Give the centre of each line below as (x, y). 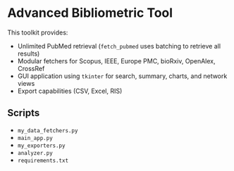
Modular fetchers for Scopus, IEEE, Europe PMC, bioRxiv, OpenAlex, (116, 61)
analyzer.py (35, 153)
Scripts (24, 113)
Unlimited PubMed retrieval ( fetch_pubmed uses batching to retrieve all (119, 46)
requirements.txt (43, 160)
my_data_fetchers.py (48, 131)
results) (29, 53)
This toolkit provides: (38, 32)
